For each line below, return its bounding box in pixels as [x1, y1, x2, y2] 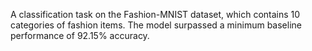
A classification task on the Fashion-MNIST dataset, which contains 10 [10, 9, 301, 20]
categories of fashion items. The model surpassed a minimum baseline [10, 19, 302, 31]
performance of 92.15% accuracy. [10, 30, 150, 41]
